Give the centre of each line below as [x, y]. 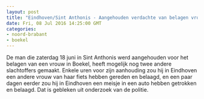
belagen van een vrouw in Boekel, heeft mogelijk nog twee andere [89, 64]
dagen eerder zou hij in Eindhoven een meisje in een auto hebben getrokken [101, 83]
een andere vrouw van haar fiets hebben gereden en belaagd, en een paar [99, 77]
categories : [21, 29]
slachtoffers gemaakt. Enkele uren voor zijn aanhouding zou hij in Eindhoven [102, 70]
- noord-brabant [27, 35]
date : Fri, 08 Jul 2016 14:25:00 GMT [54, 23]
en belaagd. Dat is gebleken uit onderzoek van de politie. [77, 90]
